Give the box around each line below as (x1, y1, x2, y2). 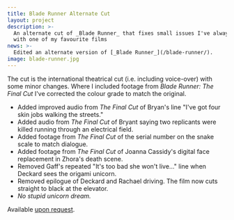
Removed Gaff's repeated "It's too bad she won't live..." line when (17, 162, 207, 171)
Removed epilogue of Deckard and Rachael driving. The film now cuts (17, 177, 218, 185)
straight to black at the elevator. (17, 184, 109, 192)
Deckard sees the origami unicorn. (17, 169, 117, 178)
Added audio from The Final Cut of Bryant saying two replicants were (17, 118, 217, 126)
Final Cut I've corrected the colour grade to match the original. (7, 89, 187, 97)
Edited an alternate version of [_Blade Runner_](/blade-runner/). (13, 49, 214, 56)
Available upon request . (7, 205, 75, 213)
